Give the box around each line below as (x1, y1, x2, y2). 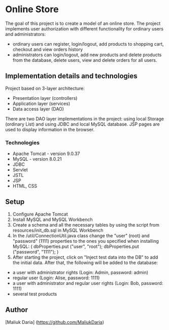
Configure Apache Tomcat (12, 211, 69, 217)
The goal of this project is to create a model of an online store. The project (5, 20, 161, 26)
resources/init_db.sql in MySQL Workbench (12, 227, 104, 233)
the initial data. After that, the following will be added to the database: (12, 260, 158, 266)
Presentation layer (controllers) (12, 95, 78, 101)
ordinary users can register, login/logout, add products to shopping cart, (12, 41, 164, 47)
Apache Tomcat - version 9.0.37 (12, 151, 80, 157)
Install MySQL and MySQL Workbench (12, 216, 93, 223)
